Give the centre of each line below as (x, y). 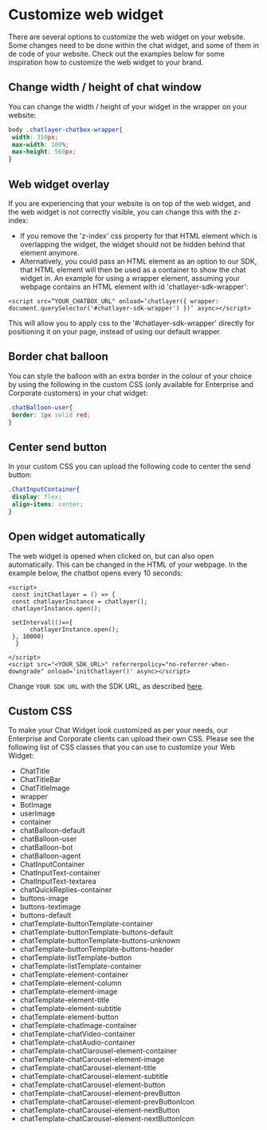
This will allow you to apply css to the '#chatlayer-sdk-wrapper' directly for (132, 323)
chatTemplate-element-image (69, 992)
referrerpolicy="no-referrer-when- (170, 664)
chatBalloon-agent (50, 856)
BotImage (35, 805)
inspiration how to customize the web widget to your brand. (106, 62)
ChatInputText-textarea (58, 881)
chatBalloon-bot (46, 847)
